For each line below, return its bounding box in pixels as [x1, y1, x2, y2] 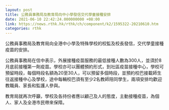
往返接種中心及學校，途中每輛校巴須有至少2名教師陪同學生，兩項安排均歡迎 [5, 76, 162, 82]
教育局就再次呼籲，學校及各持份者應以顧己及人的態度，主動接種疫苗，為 [5, 93, 155, 99]
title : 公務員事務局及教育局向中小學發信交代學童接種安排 [5, 12, 111, 17]
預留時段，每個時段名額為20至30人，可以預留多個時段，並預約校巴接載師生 [5, 70, 162, 76]
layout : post [5, 7, 33, 13]
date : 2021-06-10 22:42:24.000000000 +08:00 [5, 17, 100, 22]
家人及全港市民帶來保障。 [14, 99, 67, 105]
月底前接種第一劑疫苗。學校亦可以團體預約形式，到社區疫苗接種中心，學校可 [5, 64, 164, 70]
